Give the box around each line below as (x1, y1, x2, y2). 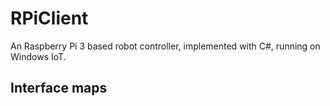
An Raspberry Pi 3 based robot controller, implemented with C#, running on (10, 40, 321, 52)
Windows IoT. (10, 50, 67, 62)
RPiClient (10, 7, 89, 30)
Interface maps (10, 80, 108, 97)
